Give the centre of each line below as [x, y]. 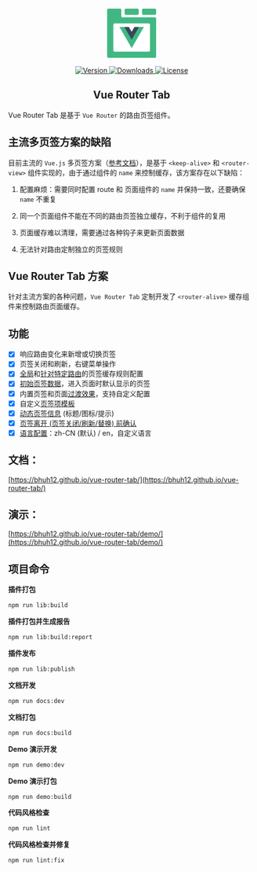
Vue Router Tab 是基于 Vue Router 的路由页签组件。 [91, 115]
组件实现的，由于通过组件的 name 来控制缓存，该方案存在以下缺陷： [136, 172]
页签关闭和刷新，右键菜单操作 [67, 364]
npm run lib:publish [42, 669]
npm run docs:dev [36, 701]
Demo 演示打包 [33, 781]
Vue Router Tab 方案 [58, 276]
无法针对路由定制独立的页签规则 [71, 249]
